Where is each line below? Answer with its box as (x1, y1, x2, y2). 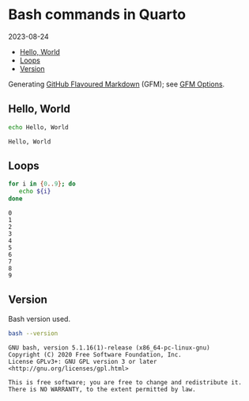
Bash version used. (8, 314, 71, 323)
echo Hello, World (8, 123, 69, 132)
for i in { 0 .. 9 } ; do (8, 180, 77, 188)
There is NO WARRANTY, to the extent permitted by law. (8, 385, 196, 393)
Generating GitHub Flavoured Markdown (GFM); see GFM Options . (8, 79, 225, 89)
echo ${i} (18, 188, 51, 196)
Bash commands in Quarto (8, 6, 187, 24)
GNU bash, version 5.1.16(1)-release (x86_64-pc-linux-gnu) (8, 343, 211, 352)
